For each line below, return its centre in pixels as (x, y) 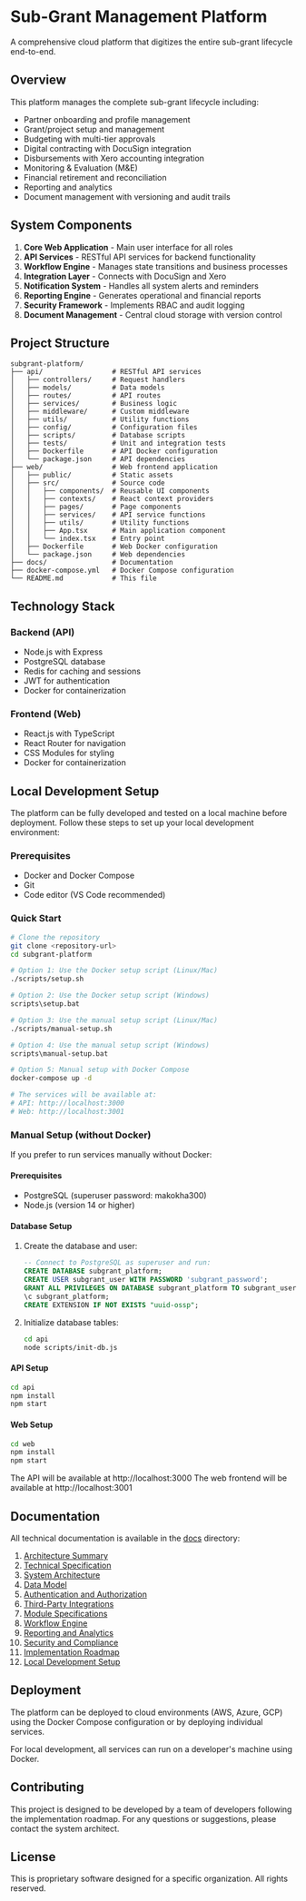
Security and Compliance (71, 1642)
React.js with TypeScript (69, 734)
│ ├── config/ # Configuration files (104, 428)
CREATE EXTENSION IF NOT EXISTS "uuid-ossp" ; (111, 1305)
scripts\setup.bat (45, 1004)
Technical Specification (67, 1565)
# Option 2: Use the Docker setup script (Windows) (110, 996)
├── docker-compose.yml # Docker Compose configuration (122, 571)
